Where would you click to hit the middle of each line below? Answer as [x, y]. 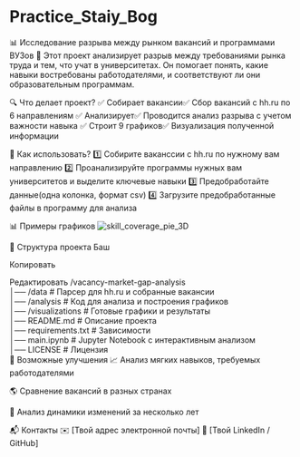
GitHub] [24, 442]
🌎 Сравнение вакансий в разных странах [91, 391]
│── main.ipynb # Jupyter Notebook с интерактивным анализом [133, 340]
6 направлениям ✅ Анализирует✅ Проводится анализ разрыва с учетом [150, 115]
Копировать [33, 264]
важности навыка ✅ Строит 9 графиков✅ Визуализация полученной [142, 125]
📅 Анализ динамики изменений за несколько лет [104, 412]
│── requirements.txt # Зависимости [80, 330]
